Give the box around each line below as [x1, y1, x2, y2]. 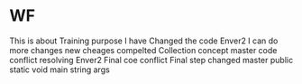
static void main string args [9, 64, 110, 75]
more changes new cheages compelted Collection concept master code [9, 44, 278, 55]
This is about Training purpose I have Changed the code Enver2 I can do [9, 35, 279, 46]
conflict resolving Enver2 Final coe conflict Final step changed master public [9, 54, 294, 65]
